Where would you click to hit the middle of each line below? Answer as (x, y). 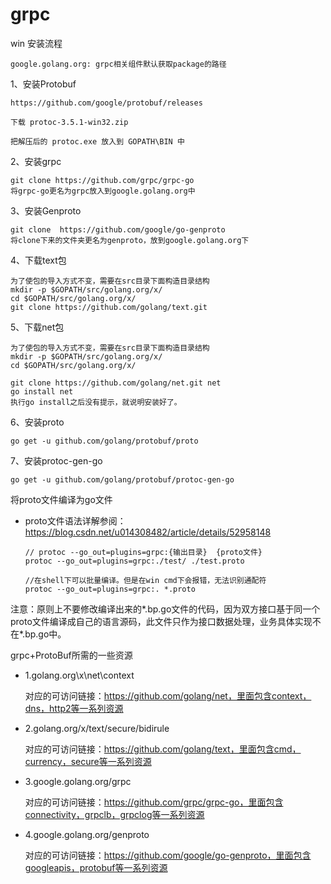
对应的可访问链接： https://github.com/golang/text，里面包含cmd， (163, 749)
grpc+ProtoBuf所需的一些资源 (71, 655)
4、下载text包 (38, 260)
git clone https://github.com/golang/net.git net (116, 383)
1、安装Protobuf (43, 84)
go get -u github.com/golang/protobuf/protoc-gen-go (122, 479)
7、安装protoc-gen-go (56, 460)
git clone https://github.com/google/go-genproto (118, 229)
